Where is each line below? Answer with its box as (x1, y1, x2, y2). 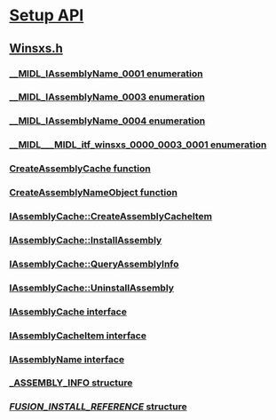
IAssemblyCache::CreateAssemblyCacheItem (9, 210, 213, 223)
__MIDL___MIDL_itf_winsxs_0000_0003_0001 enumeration (9, 139, 267, 151)
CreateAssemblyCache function (9, 162, 151, 175)
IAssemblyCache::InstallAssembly (9, 234, 162, 246)
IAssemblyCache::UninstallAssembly (9, 281, 175, 294)
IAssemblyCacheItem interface (9, 329, 146, 342)
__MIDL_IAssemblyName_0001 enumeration (9, 67, 203, 80)
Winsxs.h (9, 41, 64, 56)
